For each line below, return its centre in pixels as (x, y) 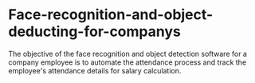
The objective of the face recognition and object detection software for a (127, 53)
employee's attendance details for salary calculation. (95, 70)
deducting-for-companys (95, 32)
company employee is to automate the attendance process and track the (127, 62)
